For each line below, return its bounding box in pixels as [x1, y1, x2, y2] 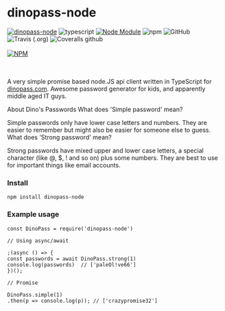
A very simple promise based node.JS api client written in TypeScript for [7, 77, 212, 85]
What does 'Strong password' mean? [7, 133, 112, 141]
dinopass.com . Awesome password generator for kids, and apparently [7, 84, 206, 93]
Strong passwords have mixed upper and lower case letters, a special [7, 146, 204, 154]
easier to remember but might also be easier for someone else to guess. [7, 126, 211, 134]
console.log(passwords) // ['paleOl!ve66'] [7, 261, 137, 268]
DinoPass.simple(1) [7, 291, 63, 298]
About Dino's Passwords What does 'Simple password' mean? [7, 105, 183, 113]
